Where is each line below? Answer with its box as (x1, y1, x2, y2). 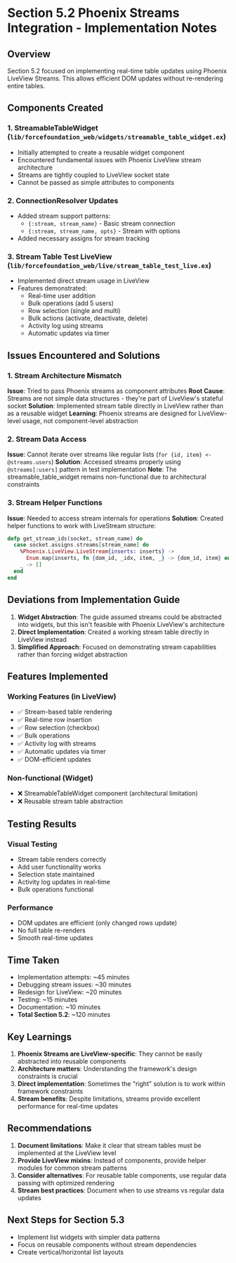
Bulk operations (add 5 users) (27, 299, 114, 307)
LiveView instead (17, 635, 67, 643)
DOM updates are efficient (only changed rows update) (17, 919, 178, 927)
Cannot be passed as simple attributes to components (17, 178, 174, 186)
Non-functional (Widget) (7, 774, 93, 783)
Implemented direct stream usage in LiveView (17, 276, 150, 285)
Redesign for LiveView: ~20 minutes (17, 988, 122, 996)
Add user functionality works (17, 862, 102, 872)
